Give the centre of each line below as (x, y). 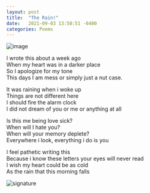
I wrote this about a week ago (44, 58)
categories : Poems (30, 29)
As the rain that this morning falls (48, 172)
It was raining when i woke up (44, 90)
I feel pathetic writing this (38, 152)
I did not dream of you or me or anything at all (64, 109)
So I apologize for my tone (39, 71)
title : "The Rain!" (33, 18)
